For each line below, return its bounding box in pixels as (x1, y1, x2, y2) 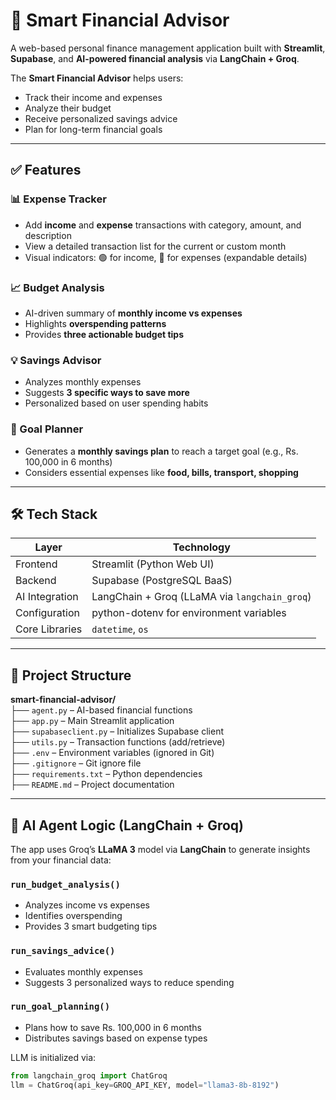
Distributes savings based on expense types (24, 1032, 208, 1044)
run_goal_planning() (10, 1001, 111, 1013)
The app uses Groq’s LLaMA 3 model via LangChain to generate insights (10, 843, 311, 855)
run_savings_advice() (10, 945, 116, 957)
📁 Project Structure (10, 667, 132, 684)
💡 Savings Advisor (10, 353, 102, 367)
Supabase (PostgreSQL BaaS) (91, 574, 233, 588)
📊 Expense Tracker (10, 192, 107, 206)
